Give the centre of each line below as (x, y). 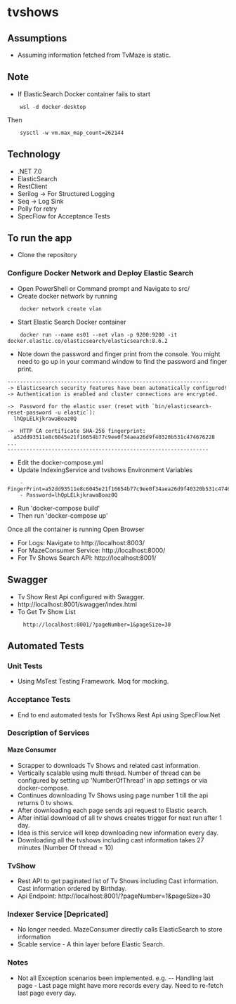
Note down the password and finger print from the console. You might (119, 354)
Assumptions (37, 38)
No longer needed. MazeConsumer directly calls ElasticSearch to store (120, 930)
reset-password (29, 412)
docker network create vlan (61, 309)
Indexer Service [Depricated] (58, 914)
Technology (34, 154)
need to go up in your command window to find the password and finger (122, 361)
